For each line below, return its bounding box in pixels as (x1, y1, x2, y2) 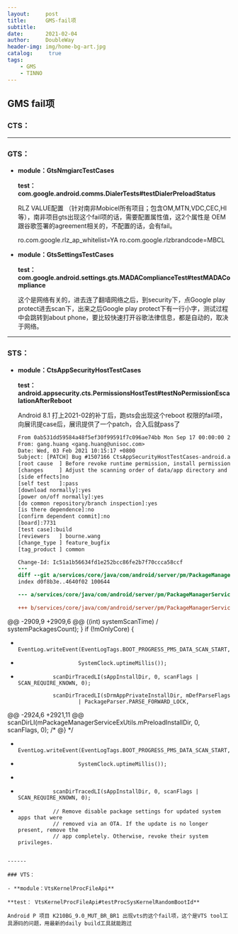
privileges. (17, 838, 53, 846)
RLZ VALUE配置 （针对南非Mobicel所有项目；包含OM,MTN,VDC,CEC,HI (17, 204, 227, 212)
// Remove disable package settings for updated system (52, 808, 221, 815)
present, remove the (17, 826, 79, 833)
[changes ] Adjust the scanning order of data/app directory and (17, 467, 228, 474)
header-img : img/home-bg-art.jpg (7, 43, 106, 50)
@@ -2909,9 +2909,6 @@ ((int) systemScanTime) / (7, 617, 159, 625)
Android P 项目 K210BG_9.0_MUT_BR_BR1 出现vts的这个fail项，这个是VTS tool (7, 912, 223, 919)
